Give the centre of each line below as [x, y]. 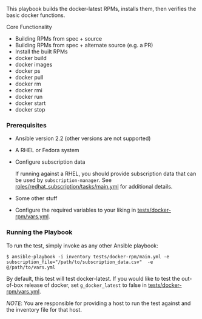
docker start [30, 103]
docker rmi [29, 90]
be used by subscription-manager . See [63, 180]
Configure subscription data [50, 162]
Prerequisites [26, 125]
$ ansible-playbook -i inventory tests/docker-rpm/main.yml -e [88, 257]
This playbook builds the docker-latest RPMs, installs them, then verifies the [101, 9]
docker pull [29, 77]
